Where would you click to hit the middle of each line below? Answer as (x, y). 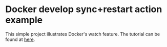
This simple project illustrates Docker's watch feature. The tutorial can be (83, 34)
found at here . (20, 39)
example (24, 20)
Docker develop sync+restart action (84, 9)
